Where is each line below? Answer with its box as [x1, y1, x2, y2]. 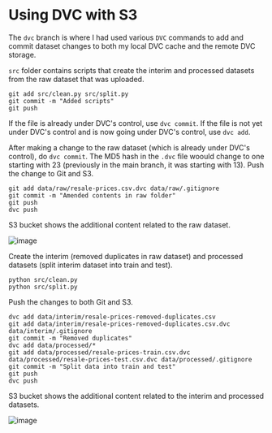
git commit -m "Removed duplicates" [8, 334, 132, 342]
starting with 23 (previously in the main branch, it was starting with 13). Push [8, 160, 265, 170]
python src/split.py [8, 283, 79, 291]
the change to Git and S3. [8, 168, 94, 178]
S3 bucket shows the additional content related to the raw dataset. [8, 219, 231, 229]
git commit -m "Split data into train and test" [8, 362, 176, 370]
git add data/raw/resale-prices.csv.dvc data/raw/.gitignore [8, 184, 220, 193]
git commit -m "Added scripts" [8, 97, 114, 105]
